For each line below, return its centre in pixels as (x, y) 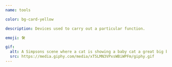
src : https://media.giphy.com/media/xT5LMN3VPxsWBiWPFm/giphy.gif (82, 57)
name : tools (18, 10)
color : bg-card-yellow (29, 19)
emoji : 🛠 (15, 38)
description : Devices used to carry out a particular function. (75, 29)
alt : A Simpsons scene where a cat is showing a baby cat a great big (87, 52)
